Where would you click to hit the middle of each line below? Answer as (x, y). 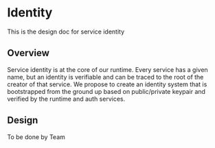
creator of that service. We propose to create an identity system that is (107, 84)
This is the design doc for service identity (66, 32)
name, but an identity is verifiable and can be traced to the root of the (105, 77)
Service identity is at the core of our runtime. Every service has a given (107, 69)
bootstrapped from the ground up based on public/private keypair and (106, 91)
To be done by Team (36, 137)
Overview (29, 53)
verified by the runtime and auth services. (66, 99)
